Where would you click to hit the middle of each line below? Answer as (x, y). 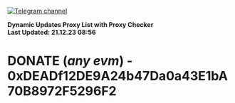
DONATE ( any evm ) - (70, 61)
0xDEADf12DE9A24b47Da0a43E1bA (117, 76)
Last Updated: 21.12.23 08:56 (52, 32)
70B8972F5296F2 (62, 91)
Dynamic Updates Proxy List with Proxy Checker (80, 25)
